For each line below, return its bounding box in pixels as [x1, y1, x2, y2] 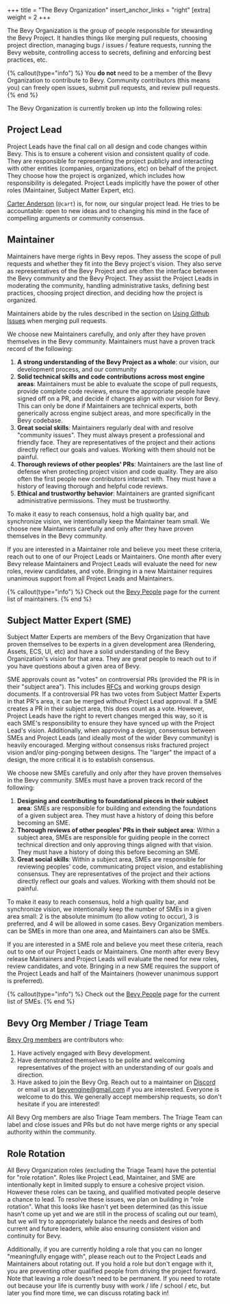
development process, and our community [16, 365, 137, 373]
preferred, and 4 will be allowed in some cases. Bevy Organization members [7, 920, 222, 928]
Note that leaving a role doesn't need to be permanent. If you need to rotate [7, 1274, 221, 1283]
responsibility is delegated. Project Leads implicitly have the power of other [7, 179, 220, 187]
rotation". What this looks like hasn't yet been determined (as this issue [7, 1202, 207, 1211]
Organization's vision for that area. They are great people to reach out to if [7, 655, 217, 663]
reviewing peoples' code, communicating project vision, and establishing [16, 862, 223, 871]
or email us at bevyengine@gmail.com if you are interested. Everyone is [16, 1086, 220, 1094]
